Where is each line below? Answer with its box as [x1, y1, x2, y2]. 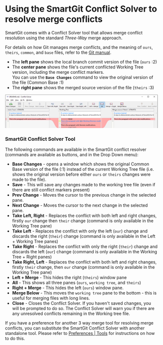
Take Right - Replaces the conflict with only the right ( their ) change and [12, 244, 158, 249]
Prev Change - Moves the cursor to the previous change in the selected [12, 192, 156, 197]
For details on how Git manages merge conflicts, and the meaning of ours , [5, 44, 153, 50]
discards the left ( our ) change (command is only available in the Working [12, 248, 158, 254]
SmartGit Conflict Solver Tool [5, 135, 76, 142]
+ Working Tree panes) [12, 238, 58, 244]
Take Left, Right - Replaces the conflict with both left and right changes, [12, 213, 157, 218]
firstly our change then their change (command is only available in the [12, 217, 154, 224]
